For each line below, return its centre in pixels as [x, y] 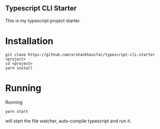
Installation [29, 41]
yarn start [17, 111]
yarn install [19, 68]
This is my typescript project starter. [43, 20]
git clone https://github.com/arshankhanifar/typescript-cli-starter [80, 55]
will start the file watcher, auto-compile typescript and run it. [68, 121]
